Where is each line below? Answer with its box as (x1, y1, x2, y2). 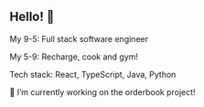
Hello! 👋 (9, 9, 55, 25)
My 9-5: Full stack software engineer (9, 33, 149, 44)
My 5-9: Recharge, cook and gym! (9, 51, 139, 62)
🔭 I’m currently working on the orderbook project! (9, 86, 196, 97)
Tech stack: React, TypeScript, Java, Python (9, 69, 177, 80)
